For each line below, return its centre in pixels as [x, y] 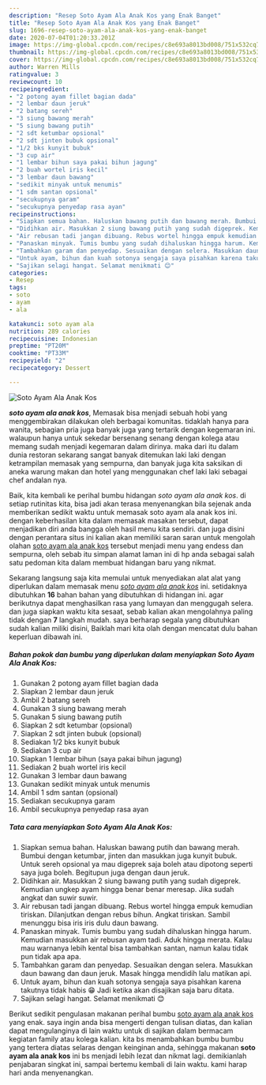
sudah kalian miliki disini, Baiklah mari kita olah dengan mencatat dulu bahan [133, 628]
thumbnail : [27, 52]
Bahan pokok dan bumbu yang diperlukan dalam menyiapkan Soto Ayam [132, 655]
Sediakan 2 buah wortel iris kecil [73, 767]
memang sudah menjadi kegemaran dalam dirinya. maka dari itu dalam [124, 446]
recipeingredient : [39, 89]
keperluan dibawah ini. [46, 637]
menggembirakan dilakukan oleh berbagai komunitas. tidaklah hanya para [129, 421]
